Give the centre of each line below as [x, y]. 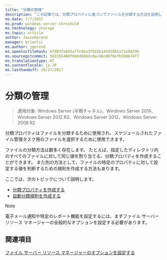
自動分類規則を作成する [36, 196]
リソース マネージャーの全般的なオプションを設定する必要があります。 [77, 222]
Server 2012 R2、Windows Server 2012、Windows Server [97, 117]
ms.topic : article [24, 33]
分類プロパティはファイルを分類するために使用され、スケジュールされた [79, 133]
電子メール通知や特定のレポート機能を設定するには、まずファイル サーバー [82, 216]
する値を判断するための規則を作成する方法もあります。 [66, 168]
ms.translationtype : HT [30, 61]
